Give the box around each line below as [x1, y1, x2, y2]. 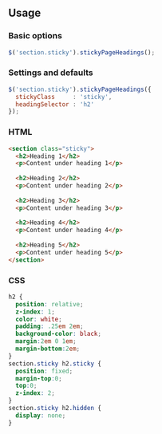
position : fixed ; [15, 367, 73, 375]
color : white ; [15, 315, 62, 323]
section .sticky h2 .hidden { [8, 404, 102, 412]
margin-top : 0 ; [15, 374, 62, 382]
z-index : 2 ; [15, 389, 56, 397]
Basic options [8, 30, 62, 41]
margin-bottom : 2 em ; [15, 345, 81, 353]
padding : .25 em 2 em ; [15, 322, 84, 330]
